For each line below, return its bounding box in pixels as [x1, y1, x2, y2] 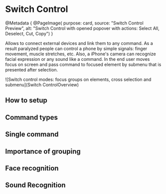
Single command [5, 130, 59, 139]
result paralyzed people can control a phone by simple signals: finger [5, 45, 148, 51]
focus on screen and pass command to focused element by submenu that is [5, 61, 162, 67]
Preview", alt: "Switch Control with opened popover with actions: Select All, [5, 25, 160, 31]
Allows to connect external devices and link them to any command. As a [5, 40, 153, 46]
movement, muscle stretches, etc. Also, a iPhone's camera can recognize [5, 51, 156, 57]
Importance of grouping [5, 147, 81, 156]
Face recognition [5, 164, 59, 173]
